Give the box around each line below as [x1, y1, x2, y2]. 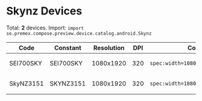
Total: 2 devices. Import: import [6, 24, 84, 31]
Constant [54, 43, 82, 52]
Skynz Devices [6, 4, 82, 18]
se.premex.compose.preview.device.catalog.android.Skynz [6, 30, 152, 37]
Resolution [93, 43, 125, 52]
